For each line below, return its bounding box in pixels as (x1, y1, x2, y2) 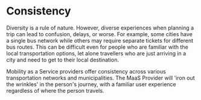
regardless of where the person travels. (6, 87, 104, 94)
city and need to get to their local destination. (6, 56, 120, 63)
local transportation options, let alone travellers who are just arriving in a (6, 49, 187, 57)
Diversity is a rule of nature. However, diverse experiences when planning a (6, 24, 194, 31)
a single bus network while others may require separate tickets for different (6, 37, 193, 44)
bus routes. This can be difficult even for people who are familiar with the (6, 43, 188, 51)
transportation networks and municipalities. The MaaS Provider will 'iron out (6, 74, 195, 81)
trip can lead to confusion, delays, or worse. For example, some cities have (6, 30, 193, 37)
